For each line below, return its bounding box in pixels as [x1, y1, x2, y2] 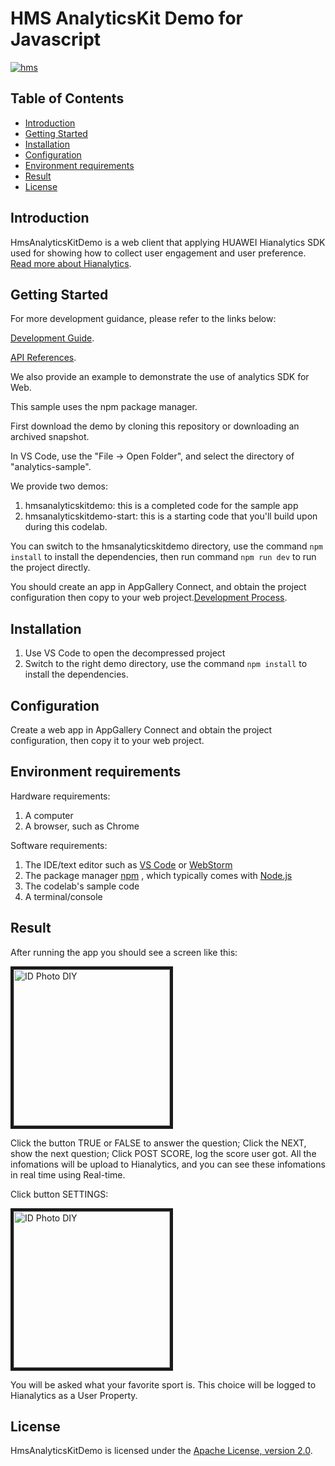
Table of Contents [10, 90, 125, 107]
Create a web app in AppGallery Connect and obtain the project [10, 724, 273, 736]
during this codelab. [24, 521, 108, 533]
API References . [10, 352, 77, 364]
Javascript [10, 28, 102, 51]
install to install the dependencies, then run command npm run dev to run [10, 551, 317, 563]
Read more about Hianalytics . [10, 257, 132, 269]
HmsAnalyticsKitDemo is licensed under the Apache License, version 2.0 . [10, 1445, 313, 1457]
